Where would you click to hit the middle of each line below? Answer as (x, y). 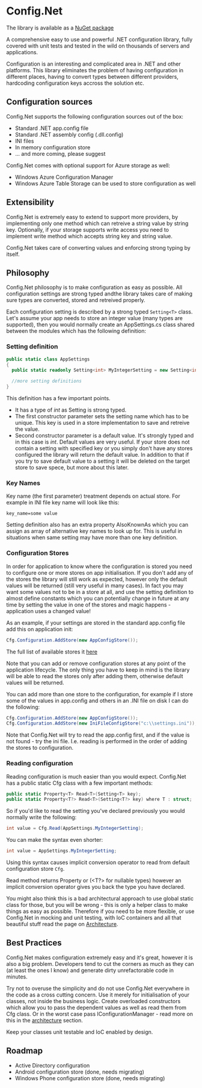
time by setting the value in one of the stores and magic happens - (89, 604)
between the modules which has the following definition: (76, 331)
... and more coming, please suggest (60, 153)
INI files (24, 141)
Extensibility (30, 202)
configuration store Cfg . (35, 869)
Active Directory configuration (52, 1065)
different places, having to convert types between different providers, (92, 76)
